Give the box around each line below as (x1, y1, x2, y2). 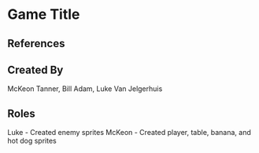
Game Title (7, 5, 80, 24)
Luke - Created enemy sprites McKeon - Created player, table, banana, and (7, 128, 251, 137)
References (7, 37, 65, 50)
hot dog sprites (7, 136, 57, 146)
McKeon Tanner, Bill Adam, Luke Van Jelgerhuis (7, 84, 163, 93)
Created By (7, 63, 64, 76)
